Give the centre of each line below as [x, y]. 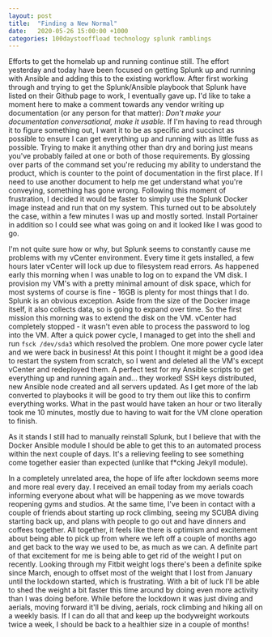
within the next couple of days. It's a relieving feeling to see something [126, 454]
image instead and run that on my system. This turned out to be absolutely [132, 208]
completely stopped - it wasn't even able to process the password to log [129, 327]
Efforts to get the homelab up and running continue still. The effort [119, 62]
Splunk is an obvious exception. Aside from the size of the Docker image [130, 301]
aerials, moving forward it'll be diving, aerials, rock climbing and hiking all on [136, 607]
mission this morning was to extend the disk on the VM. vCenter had [123, 318]
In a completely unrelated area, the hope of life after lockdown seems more [134, 478]
